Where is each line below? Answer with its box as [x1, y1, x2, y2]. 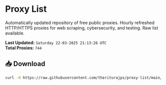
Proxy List [5, 3, 47, 15]
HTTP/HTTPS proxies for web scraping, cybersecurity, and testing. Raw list [5, 25, 159, 30]
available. [5, 30, 25, 36]
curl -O [5, 75, 21, 80]
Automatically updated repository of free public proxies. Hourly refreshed [5, 20, 155, 26]
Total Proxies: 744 [5, 45, 42, 51]
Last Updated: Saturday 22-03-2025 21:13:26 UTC [5, 39, 107, 45]
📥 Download [5, 60, 45, 68]
